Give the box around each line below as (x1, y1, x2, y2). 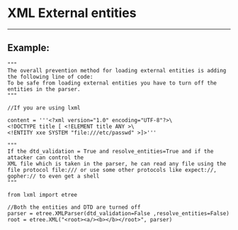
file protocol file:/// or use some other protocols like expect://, (7, 166, 217, 173)
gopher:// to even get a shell (7, 172, 100, 180)
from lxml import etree (7, 191, 78, 198)
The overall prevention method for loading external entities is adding (7, 67, 227, 74)
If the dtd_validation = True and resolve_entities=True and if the (7, 148, 214, 155)
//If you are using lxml (7, 104, 81, 111)
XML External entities (7, 5, 137, 21)
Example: (7, 42, 50, 54)
